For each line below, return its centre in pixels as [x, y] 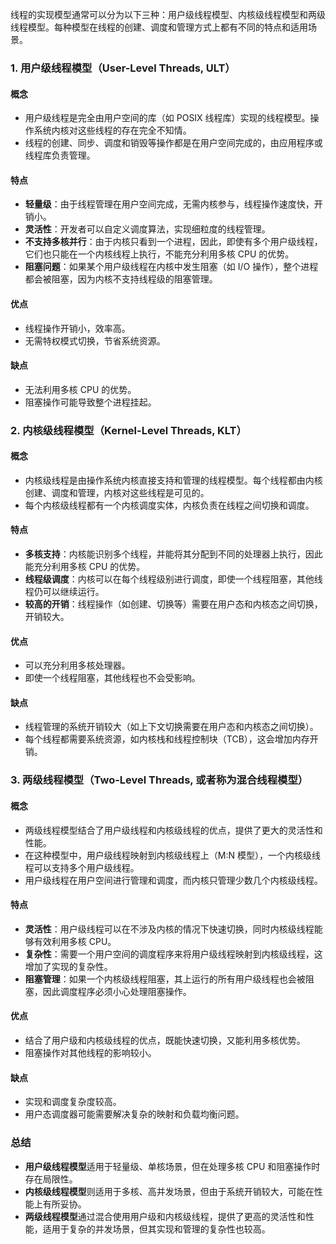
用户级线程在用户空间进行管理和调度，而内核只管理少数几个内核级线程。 [173, 880]
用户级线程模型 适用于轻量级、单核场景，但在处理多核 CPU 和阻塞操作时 [172, 1166]
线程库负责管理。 [60, 155]
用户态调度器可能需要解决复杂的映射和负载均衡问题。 [134, 1114]
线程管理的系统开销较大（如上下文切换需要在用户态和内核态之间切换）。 [171, 727]
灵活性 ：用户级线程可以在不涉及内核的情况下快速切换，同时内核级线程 [169, 929]
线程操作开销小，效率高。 [77, 328]
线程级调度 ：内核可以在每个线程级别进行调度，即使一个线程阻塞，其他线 [173, 579]
